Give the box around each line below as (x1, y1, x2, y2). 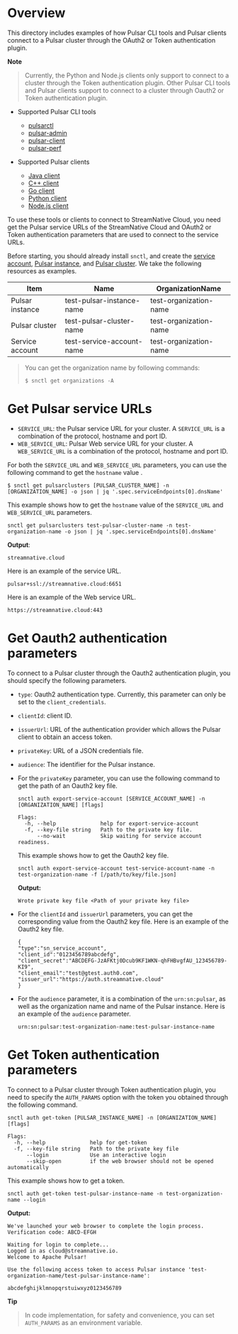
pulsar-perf (28, 143, 62, 152)
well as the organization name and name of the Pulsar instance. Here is (17, 1002, 225, 1010)
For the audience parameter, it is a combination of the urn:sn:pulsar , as (17, 994, 226, 1002)
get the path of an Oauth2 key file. (17, 781, 118, 789)
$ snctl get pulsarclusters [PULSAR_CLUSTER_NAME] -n (7, 481, 170, 489)
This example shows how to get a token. (7, 1176, 125, 1185)
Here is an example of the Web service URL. (7, 593, 137, 601)
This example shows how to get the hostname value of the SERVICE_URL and (7, 501, 224, 509)
